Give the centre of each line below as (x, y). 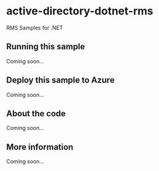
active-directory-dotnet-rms (80, 11)
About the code (36, 113)
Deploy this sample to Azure (60, 80)
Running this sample (46, 47)
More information (40, 147)
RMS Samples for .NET (35, 28)
